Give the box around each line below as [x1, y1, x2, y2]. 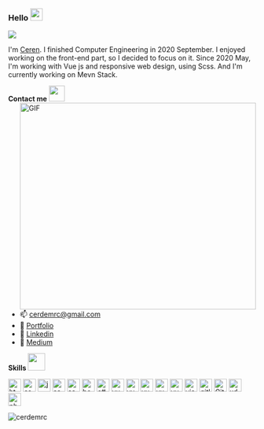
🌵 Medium [19, 338, 53, 347]
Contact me [8, 94, 47, 104]
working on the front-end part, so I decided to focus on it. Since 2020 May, [8, 54, 251, 63]
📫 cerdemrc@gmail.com [19, 309, 101, 319]
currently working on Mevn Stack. [8, 70, 118, 80]
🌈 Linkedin [19, 329, 54, 338]
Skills [8, 363, 27, 373]
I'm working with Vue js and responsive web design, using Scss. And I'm [8, 61, 243, 71]
